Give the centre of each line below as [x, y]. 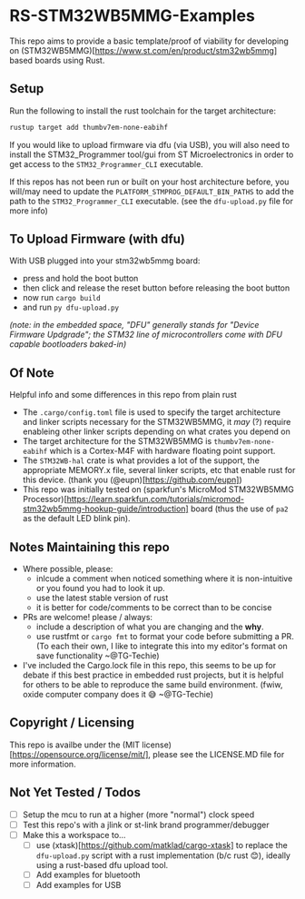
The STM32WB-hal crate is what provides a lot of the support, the [141, 460]
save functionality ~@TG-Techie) [98, 656]
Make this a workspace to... [74, 835]
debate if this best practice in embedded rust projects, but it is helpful [153, 675]
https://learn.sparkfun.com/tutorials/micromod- [156, 499]
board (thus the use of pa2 [239, 509]
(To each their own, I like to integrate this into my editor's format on [162, 647]
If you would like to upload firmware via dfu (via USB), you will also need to [150, 144]
